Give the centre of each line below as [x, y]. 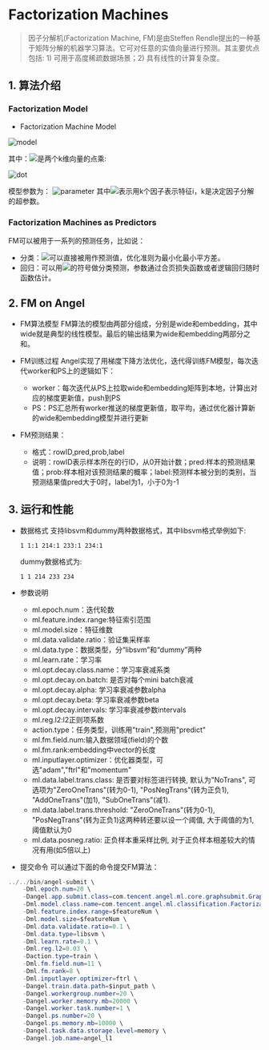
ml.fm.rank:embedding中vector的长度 [94, 750]
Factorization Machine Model [68, 127]
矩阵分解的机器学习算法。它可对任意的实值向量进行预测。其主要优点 [147, 48]
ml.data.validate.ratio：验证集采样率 [91, 639]
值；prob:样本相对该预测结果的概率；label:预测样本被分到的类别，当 [144, 472]
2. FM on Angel [47, 303]
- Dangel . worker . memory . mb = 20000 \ [80, 1001]
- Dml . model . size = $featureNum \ [75, 919]
